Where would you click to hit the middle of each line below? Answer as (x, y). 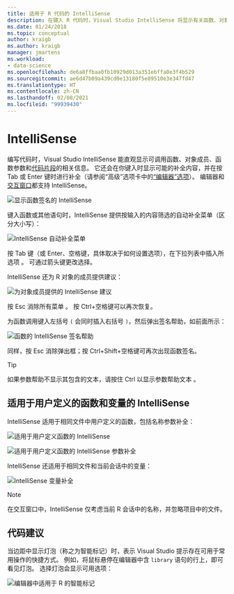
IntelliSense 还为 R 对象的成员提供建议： (65, 277)
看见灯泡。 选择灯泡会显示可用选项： (60, 568)
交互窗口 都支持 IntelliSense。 (49, 185)
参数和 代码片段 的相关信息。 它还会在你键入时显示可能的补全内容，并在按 (118, 167)
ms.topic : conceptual (39, 33)
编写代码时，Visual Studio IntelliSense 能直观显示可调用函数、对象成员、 (111, 159)
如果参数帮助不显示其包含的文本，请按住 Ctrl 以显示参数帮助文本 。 (103, 379)
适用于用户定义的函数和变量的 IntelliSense (99, 403)
